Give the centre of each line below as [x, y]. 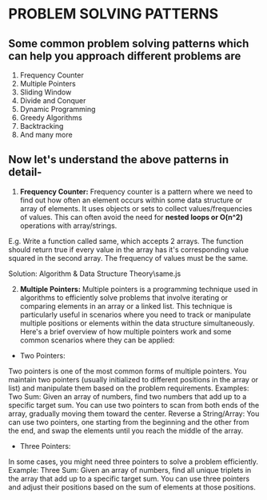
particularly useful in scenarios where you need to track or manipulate [135, 314]
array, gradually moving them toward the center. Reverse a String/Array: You [134, 414]
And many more [46, 134]
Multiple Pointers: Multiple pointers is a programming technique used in [139, 289]
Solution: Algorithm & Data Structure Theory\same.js [95, 274]
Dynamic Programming [58, 109]
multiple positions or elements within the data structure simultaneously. [137, 323]
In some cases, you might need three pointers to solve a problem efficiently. [133, 462]
